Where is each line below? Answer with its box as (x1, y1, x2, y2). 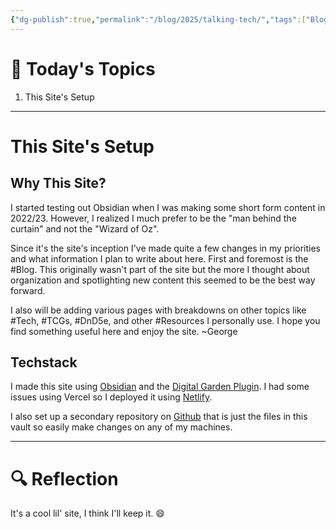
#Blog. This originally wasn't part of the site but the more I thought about (10, 263, 310, 275)
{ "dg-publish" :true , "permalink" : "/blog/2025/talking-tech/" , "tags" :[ (10, 14, 307, 25)
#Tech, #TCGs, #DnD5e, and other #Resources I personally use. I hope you (10, 314, 321, 326)
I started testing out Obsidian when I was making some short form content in (10, 201, 326, 213)
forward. (10, 284, 46, 296)
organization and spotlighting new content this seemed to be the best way (10, 274, 316, 286)
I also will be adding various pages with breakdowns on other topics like (10, 304, 307, 316)
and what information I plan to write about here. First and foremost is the (10, 252, 309, 265)
